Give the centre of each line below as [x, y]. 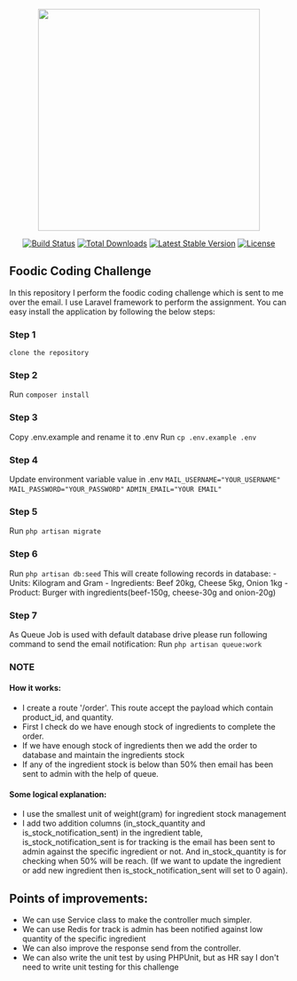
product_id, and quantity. [67, 717]
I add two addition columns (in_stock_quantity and [113, 823]
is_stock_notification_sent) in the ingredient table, [112, 833]
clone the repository [49, 353]
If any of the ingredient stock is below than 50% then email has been [148, 764]
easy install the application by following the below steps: [112, 312]
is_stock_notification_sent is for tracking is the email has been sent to [148, 843]
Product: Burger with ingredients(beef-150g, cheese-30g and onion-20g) [143, 592]
